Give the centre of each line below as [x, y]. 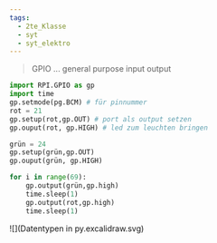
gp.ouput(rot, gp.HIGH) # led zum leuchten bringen [108, 128]
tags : [19, 18]
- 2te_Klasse [42, 26]
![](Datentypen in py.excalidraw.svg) [77, 228]
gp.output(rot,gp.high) [71, 202]
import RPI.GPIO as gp [52, 86]
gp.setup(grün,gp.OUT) [52, 152]
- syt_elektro [44, 43]
